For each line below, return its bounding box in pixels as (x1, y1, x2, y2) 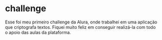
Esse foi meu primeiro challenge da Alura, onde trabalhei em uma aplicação (5, 19, 158, 25)
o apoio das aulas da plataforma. (5, 29, 71, 35)
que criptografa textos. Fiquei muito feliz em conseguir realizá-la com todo (5, 24, 156, 30)
